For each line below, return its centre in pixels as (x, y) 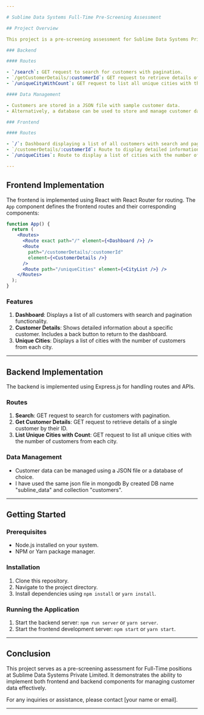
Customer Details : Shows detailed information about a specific (94, 328)
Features (20, 302)
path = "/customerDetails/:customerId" (76, 252)
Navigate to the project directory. (56, 587)
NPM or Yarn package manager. (55, 551)
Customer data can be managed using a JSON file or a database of (99, 470)
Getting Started (36, 515)
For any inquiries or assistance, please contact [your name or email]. (92, 699)
